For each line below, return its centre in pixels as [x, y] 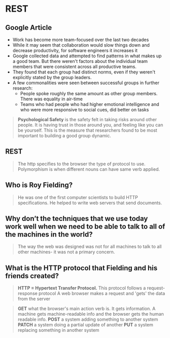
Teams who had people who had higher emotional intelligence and [90, 104]
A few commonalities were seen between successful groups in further [86, 83]
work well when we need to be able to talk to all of [85, 227]
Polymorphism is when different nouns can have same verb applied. [89, 169]
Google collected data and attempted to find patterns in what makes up [87, 56]
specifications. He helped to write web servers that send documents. [90, 203]
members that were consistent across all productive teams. [75, 67]
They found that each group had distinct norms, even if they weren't [84, 72]
